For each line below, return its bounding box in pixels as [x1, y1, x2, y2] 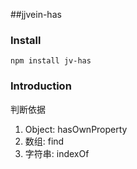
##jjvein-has [10, 9, 62, 20]
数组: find [24, 135, 65, 147]
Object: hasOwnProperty [24, 123, 128, 135]
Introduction [10, 79, 72, 93]
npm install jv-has [10, 56, 92, 66]
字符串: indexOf [24, 147, 90, 159]
